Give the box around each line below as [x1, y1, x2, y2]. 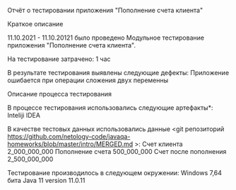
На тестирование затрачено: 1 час [7, 55, 111, 63]
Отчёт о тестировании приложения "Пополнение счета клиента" [7, 6, 203, 14]
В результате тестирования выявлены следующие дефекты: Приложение [7, 69, 230, 77]
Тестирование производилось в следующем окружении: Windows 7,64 [7, 169, 223, 177]
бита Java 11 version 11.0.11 [7, 177, 85, 184]
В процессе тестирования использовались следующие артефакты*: [7, 104, 213, 112]
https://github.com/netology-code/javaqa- [7, 133, 131, 140]
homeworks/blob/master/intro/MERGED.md [7, 140, 133, 148]
